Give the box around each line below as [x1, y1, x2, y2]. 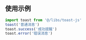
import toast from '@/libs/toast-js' [5, 17, 82, 23]
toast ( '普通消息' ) [5, 22, 40, 27]
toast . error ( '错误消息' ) [5, 31, 53, 36]
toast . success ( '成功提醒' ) [5, 27, 57, 31]
